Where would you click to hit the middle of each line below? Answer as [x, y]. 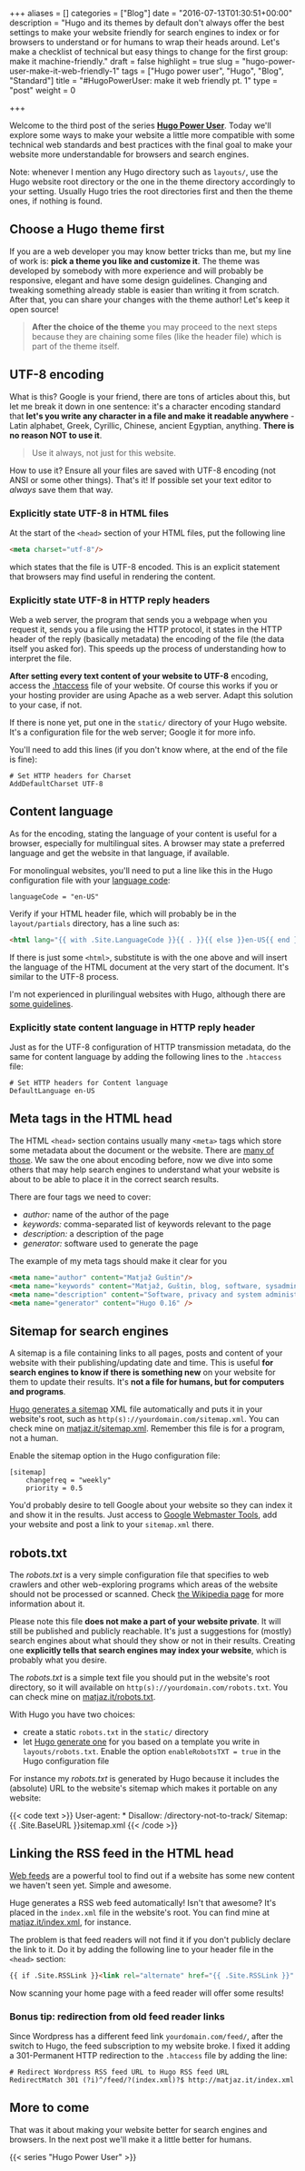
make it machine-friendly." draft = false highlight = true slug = [125, 61]
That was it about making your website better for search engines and [138, 2129]
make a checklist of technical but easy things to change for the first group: [149, 52]
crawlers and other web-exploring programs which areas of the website [144, 1584]
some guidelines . [41, 1003]
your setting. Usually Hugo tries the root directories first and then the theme [151, 191]
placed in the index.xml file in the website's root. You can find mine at [140, 1912]
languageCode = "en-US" [54, 897]
